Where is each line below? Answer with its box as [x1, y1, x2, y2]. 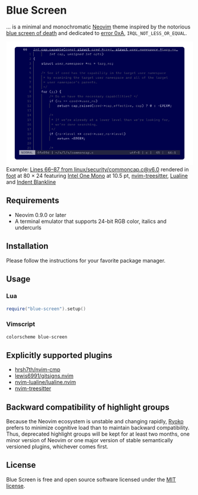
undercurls [14, 223, 41, 231]
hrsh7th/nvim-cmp [14, 366, 60, 373]
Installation [6, 241, 49, 251]
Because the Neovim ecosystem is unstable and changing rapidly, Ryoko [6, 418, 184, 425]
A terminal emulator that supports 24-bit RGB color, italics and [14, 218, 167, 225]
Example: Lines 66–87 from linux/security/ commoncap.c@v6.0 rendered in [6, 165, 189, 173]
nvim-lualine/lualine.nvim [14, 379, 76, 386]
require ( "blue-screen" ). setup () [6, 306, 86, 312]
